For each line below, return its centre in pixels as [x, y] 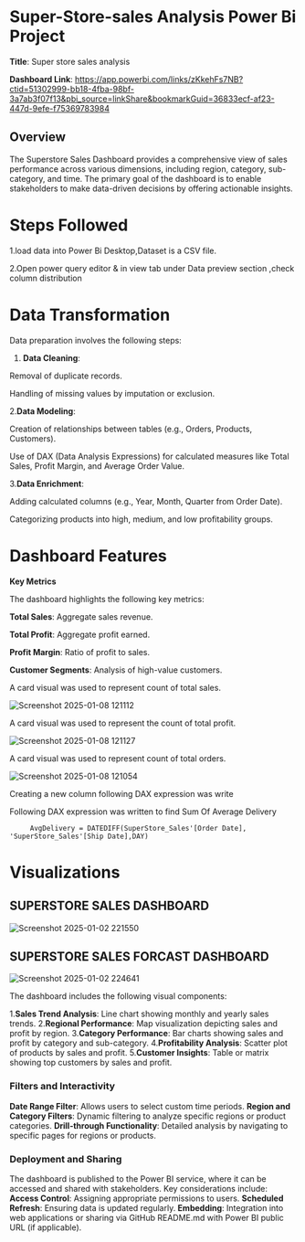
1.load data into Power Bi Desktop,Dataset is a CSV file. [113, 250]
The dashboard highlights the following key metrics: [107, 599]
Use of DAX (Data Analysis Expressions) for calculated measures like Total [149, 456]
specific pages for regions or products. [83, 1135]
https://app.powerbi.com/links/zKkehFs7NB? [159, 79]
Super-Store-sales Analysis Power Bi [153, 17]
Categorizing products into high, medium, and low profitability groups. [142, 519]
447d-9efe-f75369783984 [59, 108]
